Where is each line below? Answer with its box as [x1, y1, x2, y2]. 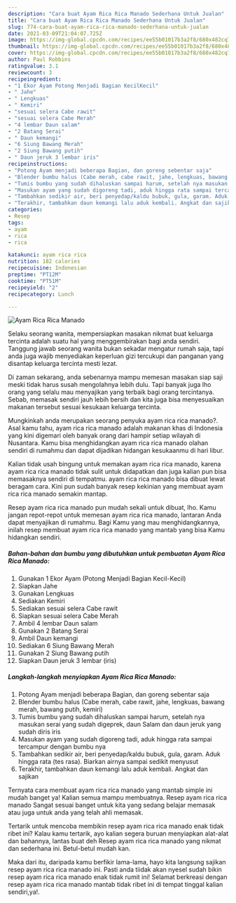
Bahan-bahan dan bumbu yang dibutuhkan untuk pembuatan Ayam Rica [8, 549, 225, 558]
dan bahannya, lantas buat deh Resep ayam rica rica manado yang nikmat [8, 837, 221, 845]
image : [8, 37, 27, 44]
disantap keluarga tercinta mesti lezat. [8, 360, 118, 368]
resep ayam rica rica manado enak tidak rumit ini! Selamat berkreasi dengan [8, 873, 228, 881]
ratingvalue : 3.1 [8, 62, 59, 70]
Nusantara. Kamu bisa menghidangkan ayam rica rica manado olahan [8, 439, 209, 447]
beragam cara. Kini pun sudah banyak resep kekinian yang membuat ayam [8, 482, 223, 491]
